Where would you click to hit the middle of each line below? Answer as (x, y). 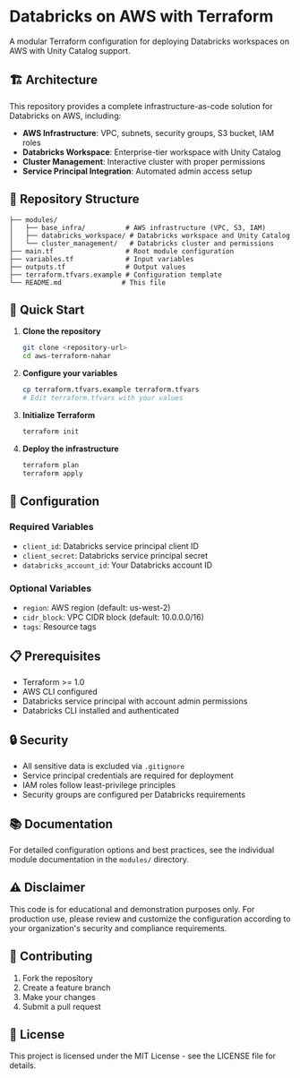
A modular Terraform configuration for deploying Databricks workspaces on (149, 41)
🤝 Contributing (51, 957)
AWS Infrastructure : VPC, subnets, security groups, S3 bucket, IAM (148, 133)
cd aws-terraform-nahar (67, 356)
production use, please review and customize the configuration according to (150, 919)
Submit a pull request (61, 1006)
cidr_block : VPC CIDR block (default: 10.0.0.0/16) (113, 617)
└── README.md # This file (88, 282)
